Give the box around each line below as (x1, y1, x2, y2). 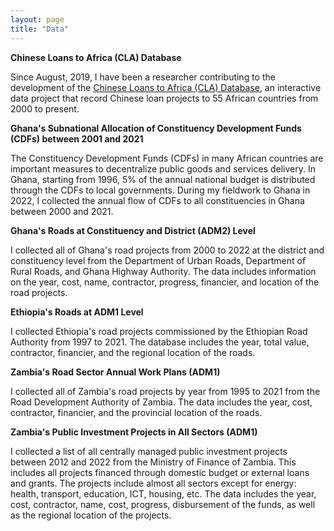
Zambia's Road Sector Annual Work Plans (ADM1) (10, 366, 221, 378)
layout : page (10, 14, 65, 25)
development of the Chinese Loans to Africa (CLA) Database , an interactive (10, 81, 322, 93)
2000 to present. (10, 102, 80, 115)
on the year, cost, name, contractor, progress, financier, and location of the (10, 276, 320, 288)
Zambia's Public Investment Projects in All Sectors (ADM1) (10, 426, 258, 438)
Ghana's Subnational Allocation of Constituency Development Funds (10, 122, 302, 134)
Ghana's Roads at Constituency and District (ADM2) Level (10, 224, 256, 236)
